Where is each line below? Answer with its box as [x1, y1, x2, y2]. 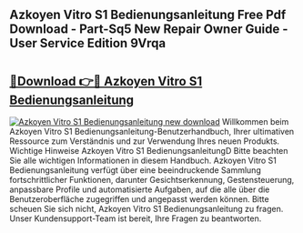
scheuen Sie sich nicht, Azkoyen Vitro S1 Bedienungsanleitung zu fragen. [9, 204, 284, 214]
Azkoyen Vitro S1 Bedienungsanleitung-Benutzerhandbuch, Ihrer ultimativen [9, 127, 295, 137]
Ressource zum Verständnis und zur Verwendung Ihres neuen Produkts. [9, 136, 280, 147]
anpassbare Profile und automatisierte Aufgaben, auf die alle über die [9, 184, 270, 195]
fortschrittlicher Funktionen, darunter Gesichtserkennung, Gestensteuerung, [9, 175, 295, 185]
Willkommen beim [221, 116, 289, 127]
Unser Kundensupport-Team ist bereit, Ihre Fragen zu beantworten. [9, 213, 262, 224]
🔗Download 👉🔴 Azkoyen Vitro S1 [9, 73, 203, 89]
